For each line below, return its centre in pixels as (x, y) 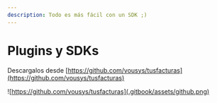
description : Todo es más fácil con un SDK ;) (77, 15)
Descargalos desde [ (38, 70)
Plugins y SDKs (53, 50)
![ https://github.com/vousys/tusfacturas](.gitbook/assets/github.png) (108, 91)
